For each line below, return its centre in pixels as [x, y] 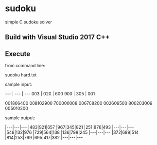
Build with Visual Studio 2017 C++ [57, 37]
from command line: [25, 66]
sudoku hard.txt [21, 75]
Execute [18, 54]
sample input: [19, 84]
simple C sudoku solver [29, 22]
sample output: [20, 118]
